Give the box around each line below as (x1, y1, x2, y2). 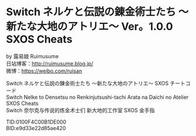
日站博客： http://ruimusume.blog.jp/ (6, 60, 94, 67)
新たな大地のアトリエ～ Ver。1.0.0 (6, 20, 173, 33)
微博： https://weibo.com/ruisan (6, 67, 82, 74)
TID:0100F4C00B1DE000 (6, 118, 67, 125)
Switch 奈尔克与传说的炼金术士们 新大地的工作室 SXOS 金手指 (6, 106, 155, 114)
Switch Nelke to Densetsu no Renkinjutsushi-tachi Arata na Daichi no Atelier (6, 93, 189, 100)
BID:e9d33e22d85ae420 (6, 124, 66, 131)
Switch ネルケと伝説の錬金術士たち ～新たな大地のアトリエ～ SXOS (6, 79, 169, 86)
